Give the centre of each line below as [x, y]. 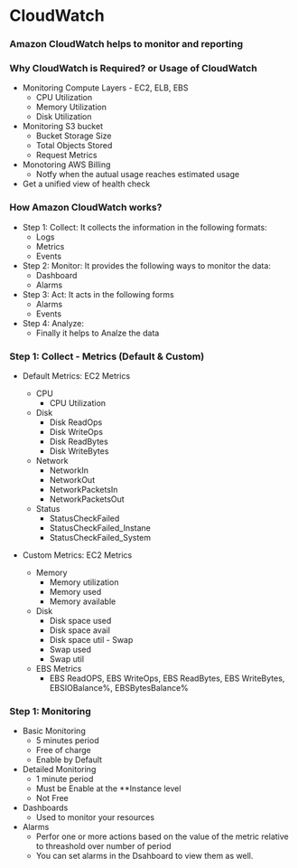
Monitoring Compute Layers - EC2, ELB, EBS [105, 88]
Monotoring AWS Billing [66, 165]
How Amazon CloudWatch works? [86, 207]
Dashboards [45, 808]
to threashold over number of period [103, 846]
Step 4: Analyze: [53, 323]
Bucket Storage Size [74, 136]
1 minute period [65, 779]
